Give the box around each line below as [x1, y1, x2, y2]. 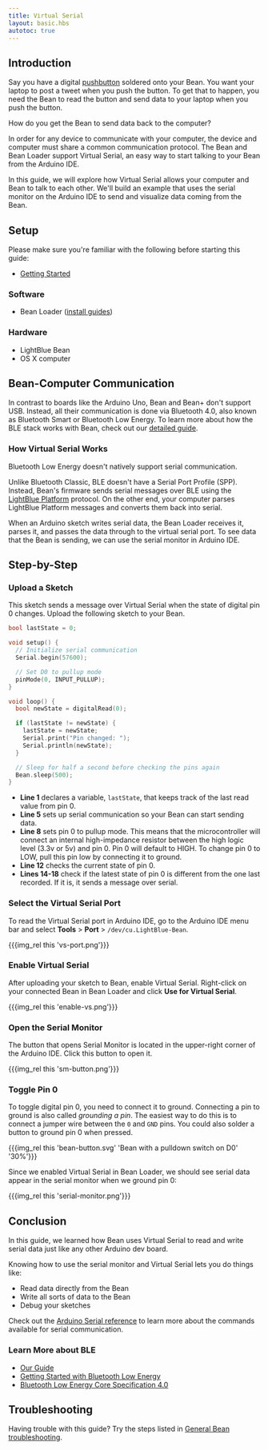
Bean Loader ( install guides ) [19, 307, 114, 317]
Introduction [8, 56, 72, 70]
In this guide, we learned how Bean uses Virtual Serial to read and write [8, 1236, 244, 1245]
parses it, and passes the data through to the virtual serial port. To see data [8, 526, 257, 536]
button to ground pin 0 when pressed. [8, 1128, 134, 1137]
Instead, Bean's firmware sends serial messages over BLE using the [8, 485, 232, 495]
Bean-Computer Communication [8, 377, 174, 390]
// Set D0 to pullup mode [15, 668, 102, 676]
